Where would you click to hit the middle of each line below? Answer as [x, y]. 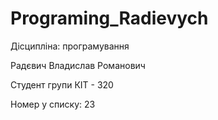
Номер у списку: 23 [53, 104]
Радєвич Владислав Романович [78, 65]
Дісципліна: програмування [70, 46]
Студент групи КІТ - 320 [62, 84]
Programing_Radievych [109, 18]
